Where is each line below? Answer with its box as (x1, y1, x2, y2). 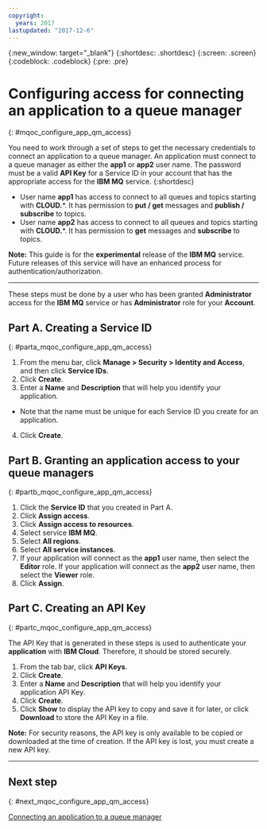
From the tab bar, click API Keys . (19, 661, 128, 672)
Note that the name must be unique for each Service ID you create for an (19, 407, 258, 416)
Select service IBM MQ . (19, 528, 98, 537)
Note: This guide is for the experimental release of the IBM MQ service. (8, 250, 245, 259)
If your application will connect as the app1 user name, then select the (19, 553, 250, 563)
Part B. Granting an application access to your (8, 454, 240, 467)
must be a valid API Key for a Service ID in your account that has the (8, 169, 233, 178)
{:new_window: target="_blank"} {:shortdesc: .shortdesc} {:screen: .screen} (8, 48, 257, 58)
